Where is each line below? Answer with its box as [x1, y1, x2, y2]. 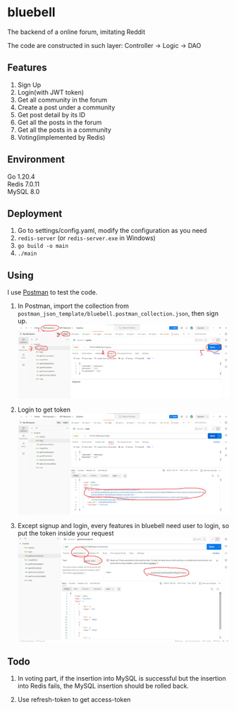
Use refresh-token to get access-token [17, 695, 131, 704]
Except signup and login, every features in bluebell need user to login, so [17, 521, 230, 530]
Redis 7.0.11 [7, 179, 40, 188]
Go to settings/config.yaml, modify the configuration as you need [17, 227, 207, 235]
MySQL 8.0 [7, 187, 40, 196]
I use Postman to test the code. [7, 288, 98, 297]
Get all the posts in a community [17, 125, 111, 134]
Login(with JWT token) [17, 88, 85, 96]
